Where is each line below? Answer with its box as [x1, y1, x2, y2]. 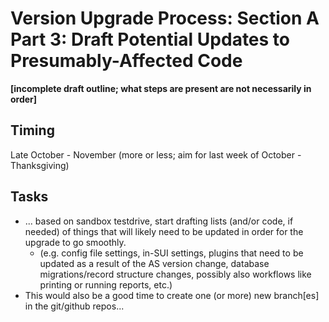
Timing [10, 122, 55, 139]
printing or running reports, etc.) [39, 278, 173, 291]
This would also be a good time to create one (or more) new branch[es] [24, 289, 320, 301]
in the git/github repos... [24, 300, 125, 312]
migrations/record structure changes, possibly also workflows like [39, 268, 312, 280]
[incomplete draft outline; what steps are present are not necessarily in [10, 82, 312, 94]
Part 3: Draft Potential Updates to [10, 28, 291, 51]
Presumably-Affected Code [10, 50, 243, 72]
